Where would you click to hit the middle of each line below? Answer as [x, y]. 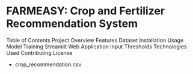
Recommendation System [72, 24]
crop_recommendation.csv [48, 64]
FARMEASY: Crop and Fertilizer [86, 11]
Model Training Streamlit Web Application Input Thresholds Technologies [97, 47]
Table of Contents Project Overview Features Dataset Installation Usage [95, 40]
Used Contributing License [39, 53]
